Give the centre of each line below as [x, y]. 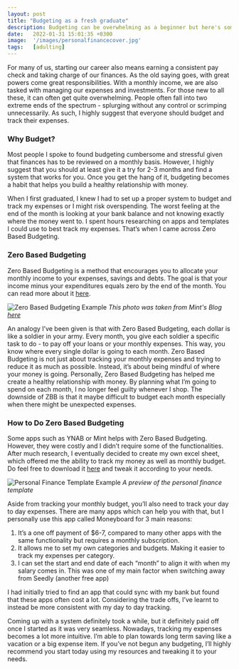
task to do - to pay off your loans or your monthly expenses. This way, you [116, 344]
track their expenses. [38, 121]
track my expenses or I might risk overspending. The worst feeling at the [114, 206]
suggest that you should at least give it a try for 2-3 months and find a [110, 170]
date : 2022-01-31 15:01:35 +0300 [60, 34]
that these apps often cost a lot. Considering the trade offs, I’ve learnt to [113, 599]
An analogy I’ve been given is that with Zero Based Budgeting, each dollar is [119, 328]
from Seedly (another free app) [63, 578]
